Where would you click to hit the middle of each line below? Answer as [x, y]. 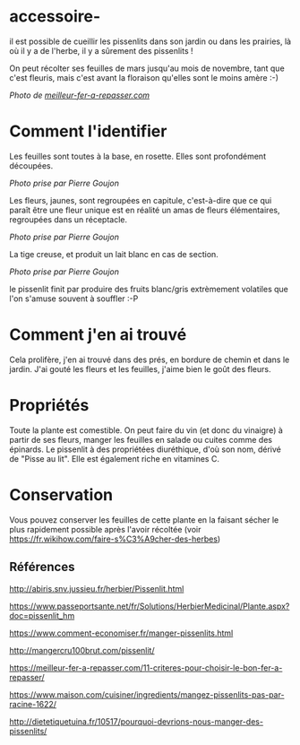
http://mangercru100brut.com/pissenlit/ [82, 650]
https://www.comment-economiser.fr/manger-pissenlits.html [121, 633]
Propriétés [49, 405]
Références [42, 567]
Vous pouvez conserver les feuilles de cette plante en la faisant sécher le [144, 520]
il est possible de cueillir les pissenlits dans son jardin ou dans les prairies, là [150, 41]
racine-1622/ [33, 704]
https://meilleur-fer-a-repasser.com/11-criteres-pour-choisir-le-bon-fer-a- [146, 667]
